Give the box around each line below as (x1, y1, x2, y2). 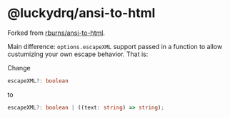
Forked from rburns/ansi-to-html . (7, 28, 106, 37)
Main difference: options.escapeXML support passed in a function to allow (7, 42, 223, 50)
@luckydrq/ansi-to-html (7, 5, 156, 21)
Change (7, 63, 31, 72)
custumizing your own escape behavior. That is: (7, 50, 149, 58)
